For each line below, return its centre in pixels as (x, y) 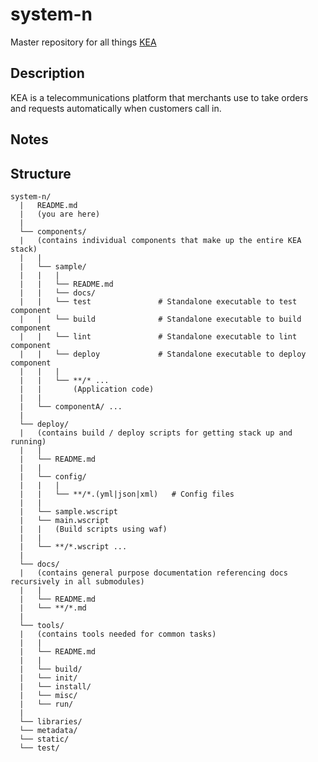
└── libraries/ (51, 721)
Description (47, 73)
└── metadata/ (48, 730)
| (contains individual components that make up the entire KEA (160, 240)
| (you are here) (60, 214)
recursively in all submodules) (77, 581)
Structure (41, 173)
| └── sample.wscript (68, 511)
